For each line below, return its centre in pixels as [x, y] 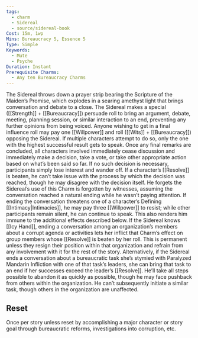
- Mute [20, 56]
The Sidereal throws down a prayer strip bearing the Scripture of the [89, 95]
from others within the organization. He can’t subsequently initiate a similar [97, 283]
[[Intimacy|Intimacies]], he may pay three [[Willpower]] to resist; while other [98, 208]
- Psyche [22, 61]
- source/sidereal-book [40, 28]
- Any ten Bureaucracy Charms [48, 78]
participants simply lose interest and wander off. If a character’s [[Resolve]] [98, 170]
